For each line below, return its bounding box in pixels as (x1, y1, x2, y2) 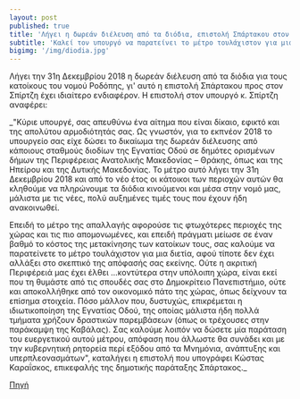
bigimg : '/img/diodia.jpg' (9, 47, 110, 55)
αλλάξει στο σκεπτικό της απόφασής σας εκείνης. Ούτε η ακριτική (9, 258, 257, 268)
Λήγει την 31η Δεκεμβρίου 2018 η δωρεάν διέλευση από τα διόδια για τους (9, 71, 287, 81)
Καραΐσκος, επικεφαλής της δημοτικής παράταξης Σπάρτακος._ (9, 362, 247, 373)
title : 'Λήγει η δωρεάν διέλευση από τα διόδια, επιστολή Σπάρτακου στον (9, 30, 290, 38)
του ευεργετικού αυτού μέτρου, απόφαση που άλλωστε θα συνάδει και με (9, 334, 286, 344)
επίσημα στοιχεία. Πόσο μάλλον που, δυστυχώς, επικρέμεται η (9, 296, 243, 307)
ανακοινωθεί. (9, 202, 60, 213)
